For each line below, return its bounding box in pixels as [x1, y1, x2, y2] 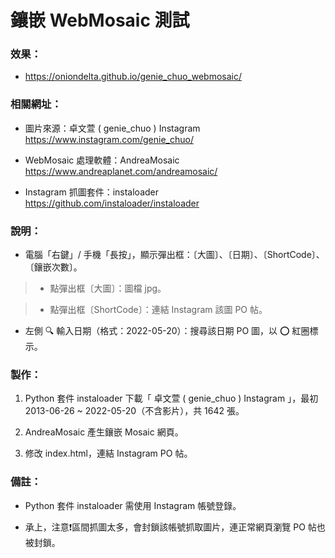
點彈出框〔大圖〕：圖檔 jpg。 [49, 282, 167, 295]
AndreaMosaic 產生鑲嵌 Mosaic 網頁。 [24, 426, 184, 438]
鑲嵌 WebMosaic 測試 [10, 9, 190, 32]
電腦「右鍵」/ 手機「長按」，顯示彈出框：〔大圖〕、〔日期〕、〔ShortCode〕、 [24, 249, 325, 261]
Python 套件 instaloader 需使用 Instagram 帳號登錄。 [24, 499, 242, 511]
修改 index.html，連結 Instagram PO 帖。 [24, 447, 193, 460]
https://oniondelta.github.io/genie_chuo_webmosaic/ [24, 71, 243, 83]
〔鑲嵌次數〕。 [24, 261, 83, 273]
